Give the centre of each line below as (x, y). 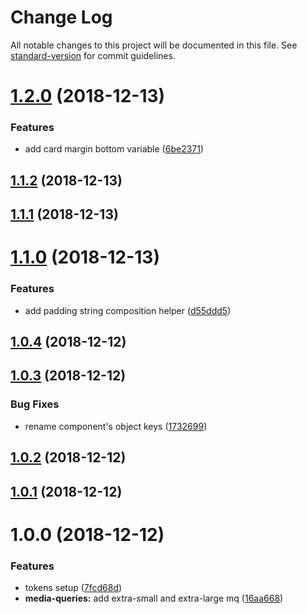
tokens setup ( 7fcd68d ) (73, 588)
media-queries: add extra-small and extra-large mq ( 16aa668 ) (154, 598)
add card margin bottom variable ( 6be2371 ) (114, 149)
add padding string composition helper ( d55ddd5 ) (128, 310)
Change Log (61, 17)
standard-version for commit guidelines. (93, 55)
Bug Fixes (35, 404)
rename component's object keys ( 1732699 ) (116, 426)
